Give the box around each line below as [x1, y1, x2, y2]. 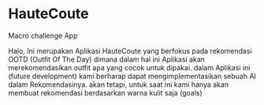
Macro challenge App [8, 31, 78, 40]
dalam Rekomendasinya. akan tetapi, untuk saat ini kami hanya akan [8, 80, 229, 89]
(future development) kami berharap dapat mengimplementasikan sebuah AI [8, 71, 256, 81]
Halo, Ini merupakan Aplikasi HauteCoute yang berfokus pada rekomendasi [8, 46, 252, 55]
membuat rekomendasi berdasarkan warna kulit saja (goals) [8, 88, 203, 97]
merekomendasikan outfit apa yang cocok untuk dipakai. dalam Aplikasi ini [8, 62, 251, 72]
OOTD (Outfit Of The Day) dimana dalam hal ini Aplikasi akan [8, 54, 205, 64]
